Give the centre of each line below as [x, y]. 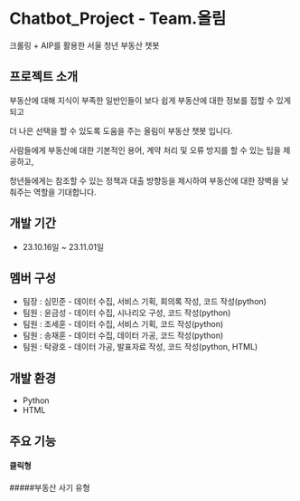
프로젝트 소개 [44, 77]
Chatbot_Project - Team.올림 [118, 19]
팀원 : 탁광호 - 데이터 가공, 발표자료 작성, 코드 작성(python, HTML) [140, 347]
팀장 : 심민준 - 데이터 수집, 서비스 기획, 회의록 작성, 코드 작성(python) [144, 302]
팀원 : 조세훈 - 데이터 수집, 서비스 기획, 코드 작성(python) [123, 324]
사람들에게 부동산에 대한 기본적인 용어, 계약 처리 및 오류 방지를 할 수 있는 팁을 [145, 149]
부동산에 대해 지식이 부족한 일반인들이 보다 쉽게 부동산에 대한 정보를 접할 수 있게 [150, 100]
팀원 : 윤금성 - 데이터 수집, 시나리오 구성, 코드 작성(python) [127, 313]
